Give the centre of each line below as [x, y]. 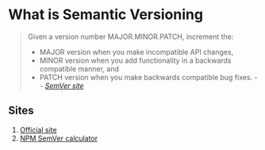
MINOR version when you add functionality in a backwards [135, 60]
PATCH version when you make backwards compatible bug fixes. [146, 77]
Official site [38, 129]
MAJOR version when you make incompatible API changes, [136, 52]
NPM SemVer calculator [58, 138]
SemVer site [65, 86]
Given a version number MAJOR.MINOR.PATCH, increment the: [131, 37]
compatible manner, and [79, 68]
